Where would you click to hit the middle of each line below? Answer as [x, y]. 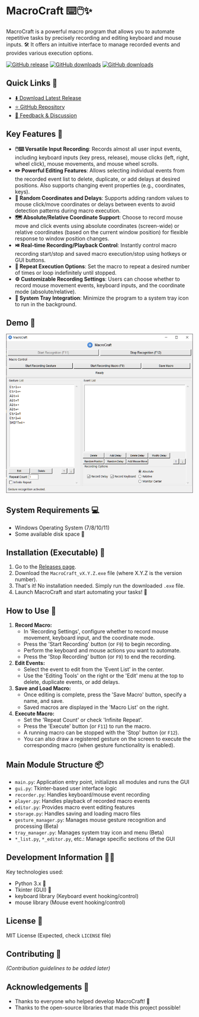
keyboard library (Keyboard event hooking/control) [77, 896]
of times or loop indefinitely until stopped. [65, 272]
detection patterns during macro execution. [68, 211]
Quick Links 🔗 [32, 83]
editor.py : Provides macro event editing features [75, 807]
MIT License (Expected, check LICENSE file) [59, 935]
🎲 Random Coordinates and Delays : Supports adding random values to [102, 198]
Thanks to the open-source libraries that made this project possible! [97, 1007]
